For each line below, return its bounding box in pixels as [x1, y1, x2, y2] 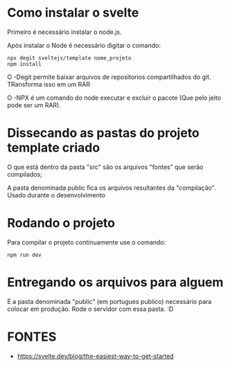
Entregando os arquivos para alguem [7, 275, 224, 290]
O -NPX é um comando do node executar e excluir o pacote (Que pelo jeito [7, 93, 222, 102]
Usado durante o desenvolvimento [7, 190, 106, 199]
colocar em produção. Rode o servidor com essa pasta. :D [7, 305, 174, 313]
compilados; [7, 170, 43, 178]
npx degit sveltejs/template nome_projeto [7, 54, 132, 62]
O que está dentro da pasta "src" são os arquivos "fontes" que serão [7, 163, 204, 171]
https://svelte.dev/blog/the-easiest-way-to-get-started [17, 352, 175, 360]
